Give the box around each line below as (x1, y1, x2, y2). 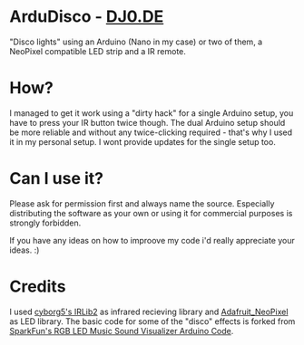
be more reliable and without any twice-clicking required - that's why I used (9, 127, 293, 138)
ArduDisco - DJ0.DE (9, 6, 164, 27)
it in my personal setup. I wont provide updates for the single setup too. (9, 136, 277, 147)
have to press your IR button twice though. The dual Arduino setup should (9, 117, 286, 128)
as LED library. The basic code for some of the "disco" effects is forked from (9, 315, 296, 327)
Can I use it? (9, 168, 104, 189)
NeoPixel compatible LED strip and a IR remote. (9, 45, 186, 56)
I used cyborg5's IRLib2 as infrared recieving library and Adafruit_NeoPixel (9, 306, 289, 317)
